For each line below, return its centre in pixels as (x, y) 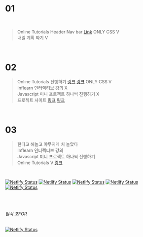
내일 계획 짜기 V (33, 37)
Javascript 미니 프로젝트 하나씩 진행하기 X (58, 94)
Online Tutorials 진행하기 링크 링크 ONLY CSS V (64, 81)
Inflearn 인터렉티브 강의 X (42, 88)
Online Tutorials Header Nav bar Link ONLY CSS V (68, 32)
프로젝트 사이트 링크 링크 (41, 100)
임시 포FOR (16, 214)
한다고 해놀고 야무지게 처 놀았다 (47, 144)
